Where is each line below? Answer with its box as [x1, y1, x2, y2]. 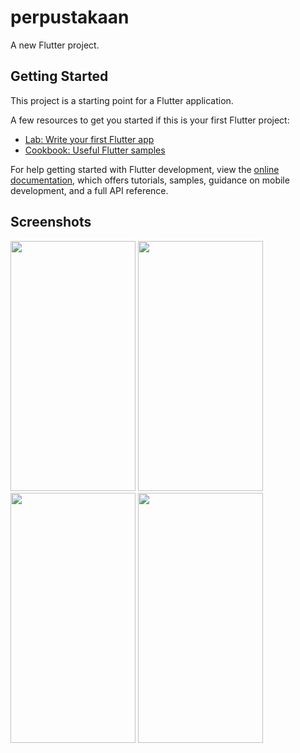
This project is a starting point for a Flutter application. [10, 94, 234, 106]
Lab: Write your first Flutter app [24, 133, 155, 145]
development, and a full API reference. [10, 184, 169, 196]
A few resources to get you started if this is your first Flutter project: [10, 114, 290, 126]
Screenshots [10, 214, 92, 231]
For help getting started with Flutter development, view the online [10, 163, 280, 175]
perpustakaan [10, 6, 130, 29]
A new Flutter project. [10, 39, 100, 51]
